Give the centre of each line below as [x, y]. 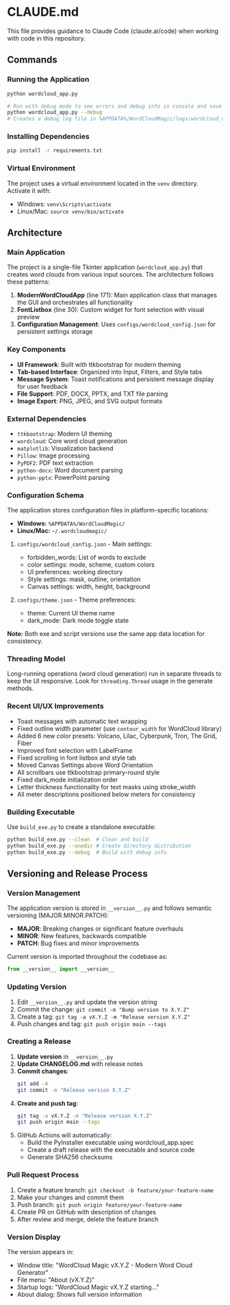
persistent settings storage [55, 332]
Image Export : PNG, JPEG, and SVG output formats [90, 401]
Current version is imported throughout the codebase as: [87, 957]
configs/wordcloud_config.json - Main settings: [85, 544]
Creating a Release [39, 1041]
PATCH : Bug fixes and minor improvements [78, 943]
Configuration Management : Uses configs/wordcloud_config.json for [116, 324]
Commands [33, 60]
